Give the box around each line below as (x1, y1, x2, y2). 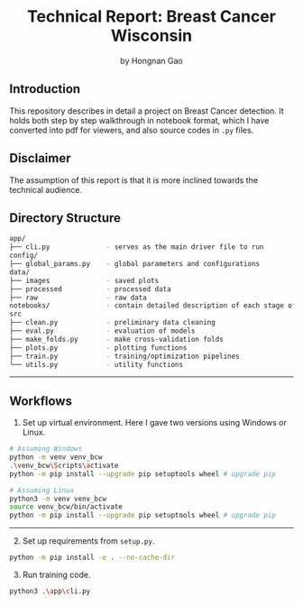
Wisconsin (110, 25, 193, 46)
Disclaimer (9, 151, 71, 166)
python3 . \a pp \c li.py (9, 587, 91, 596)
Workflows (9, 393, 72, 408)
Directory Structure (9, 210, 122, 225)
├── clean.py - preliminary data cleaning (9, 318, 216, 327)
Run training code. (22, 570, 92, 581)
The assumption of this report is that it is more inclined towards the (9, 174, 259, 186)
